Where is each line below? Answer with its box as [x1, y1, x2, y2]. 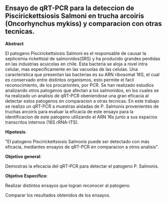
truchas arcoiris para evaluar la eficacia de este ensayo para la [5, 108, 134, 114]
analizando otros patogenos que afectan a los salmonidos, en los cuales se [5, 87, 159, 93]
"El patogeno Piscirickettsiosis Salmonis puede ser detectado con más [5, 138, 150, 144]
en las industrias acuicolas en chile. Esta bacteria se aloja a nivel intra [5, 61, 148, 67]
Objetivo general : [5, 153, 42, 159]
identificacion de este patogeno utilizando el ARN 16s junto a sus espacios [5, 114, 158, 120]
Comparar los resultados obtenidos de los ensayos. [5, 192, 111, 198]
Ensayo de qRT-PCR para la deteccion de [5, 4, 134, 12]
